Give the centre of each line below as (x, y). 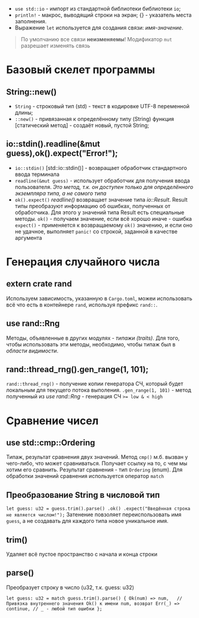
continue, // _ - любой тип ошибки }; (54, 609)
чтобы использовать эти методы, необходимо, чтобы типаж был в (91, 344)
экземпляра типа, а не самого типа (60, 193)
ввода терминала (37, 174)
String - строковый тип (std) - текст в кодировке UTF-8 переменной (102, 106)
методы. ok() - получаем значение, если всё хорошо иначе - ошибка (103, 218)
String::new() (32, 92)
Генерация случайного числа (83, 262)
